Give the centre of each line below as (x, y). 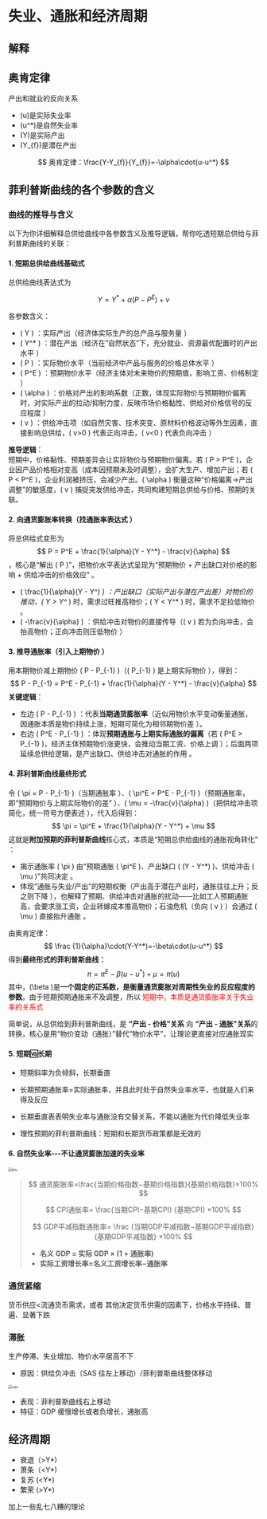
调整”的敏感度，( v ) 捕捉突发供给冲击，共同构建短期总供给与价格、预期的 (129, 489)
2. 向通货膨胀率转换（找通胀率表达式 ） (72, 519)
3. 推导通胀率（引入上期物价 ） (58, 651)
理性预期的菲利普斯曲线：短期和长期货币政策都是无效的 (110, 1134)
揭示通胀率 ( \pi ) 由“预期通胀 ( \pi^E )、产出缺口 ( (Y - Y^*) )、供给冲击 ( (137, 866)
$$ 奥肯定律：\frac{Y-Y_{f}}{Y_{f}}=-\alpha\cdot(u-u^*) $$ (133, 162)
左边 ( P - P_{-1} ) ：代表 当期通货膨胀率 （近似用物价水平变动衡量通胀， (136, 714)
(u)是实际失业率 (45, 116)
